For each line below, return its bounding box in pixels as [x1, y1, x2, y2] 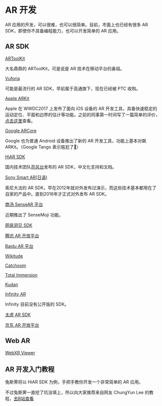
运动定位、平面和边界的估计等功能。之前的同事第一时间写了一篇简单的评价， [5, 112, 160, 117]
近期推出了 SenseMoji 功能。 [5, 212, 63, 218]
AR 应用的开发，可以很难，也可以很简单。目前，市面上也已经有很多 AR [5, 22, 148, 28]
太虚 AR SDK [5, 312, 31, 318]
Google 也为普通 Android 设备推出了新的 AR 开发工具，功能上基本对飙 [5, 138, 146, 144]
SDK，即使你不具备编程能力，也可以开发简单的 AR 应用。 [5, 28, 121, 33]
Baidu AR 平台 [5, 243, 33, 249]
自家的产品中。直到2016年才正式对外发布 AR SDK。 [5, 191, 109, 197]
